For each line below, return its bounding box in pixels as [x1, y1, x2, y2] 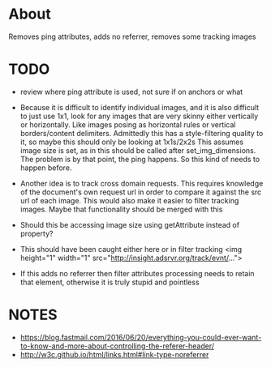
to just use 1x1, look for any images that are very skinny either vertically [19, 111, 259, 121]
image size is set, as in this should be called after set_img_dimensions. [19, 145, 256, 155]
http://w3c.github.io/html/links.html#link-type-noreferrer [19, 349, 209, 359]
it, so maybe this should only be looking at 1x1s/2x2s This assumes [19, 137, 244, 147]
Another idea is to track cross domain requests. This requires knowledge [19, 178, 264, 188]
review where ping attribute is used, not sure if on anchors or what [19, 87, 243, 96]
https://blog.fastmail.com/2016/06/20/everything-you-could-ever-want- [19, 332, 262, 342]
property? [19, 228, 54, 238]
